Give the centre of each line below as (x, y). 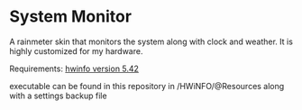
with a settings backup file (58, 96)
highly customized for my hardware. (76, 50)
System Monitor (71, 17)
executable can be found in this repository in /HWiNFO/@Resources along (147, 86)
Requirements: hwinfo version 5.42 (74, 69)
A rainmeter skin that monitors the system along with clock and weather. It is (151, 41)
